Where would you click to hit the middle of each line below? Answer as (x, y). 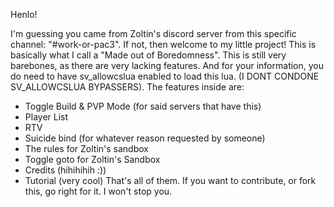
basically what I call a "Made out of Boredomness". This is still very (148, 55)
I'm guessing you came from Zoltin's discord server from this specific (153, 33)
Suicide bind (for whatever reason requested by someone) (145, 138)
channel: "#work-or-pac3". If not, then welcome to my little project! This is (163, 44)
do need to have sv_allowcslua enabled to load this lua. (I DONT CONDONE (165, 76)
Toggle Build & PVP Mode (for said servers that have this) (143, 106)
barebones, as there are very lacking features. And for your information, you (167, 65)
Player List (46, 117)
